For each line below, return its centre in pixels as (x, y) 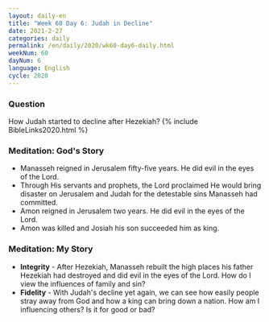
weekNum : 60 (28, 53)
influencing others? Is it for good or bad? (87, 309)
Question (27, 104)
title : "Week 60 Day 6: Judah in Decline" (81, 23)
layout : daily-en (37, 16)
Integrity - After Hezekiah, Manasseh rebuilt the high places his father (137, 266)
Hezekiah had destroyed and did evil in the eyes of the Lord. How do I (135, 275)
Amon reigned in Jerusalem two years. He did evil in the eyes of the (132, 211)
